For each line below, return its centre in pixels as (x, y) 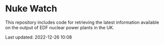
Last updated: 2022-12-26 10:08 (39, 37)
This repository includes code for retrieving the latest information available (82, 22)
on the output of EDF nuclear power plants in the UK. (60, 27)
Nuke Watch (31, 9)
